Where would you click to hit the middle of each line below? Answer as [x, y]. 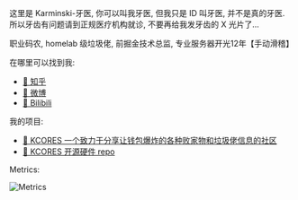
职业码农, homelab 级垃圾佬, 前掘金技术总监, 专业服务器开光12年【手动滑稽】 [152, 43]
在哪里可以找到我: [42, 62]
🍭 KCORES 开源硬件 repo [68, 152]
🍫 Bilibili [37, 103]
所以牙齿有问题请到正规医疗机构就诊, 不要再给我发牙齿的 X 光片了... [134, 24]
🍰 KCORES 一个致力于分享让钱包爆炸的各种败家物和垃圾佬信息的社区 [149, 140]
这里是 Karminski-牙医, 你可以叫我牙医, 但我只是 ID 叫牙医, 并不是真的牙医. [147, 13]
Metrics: [25, 170]
